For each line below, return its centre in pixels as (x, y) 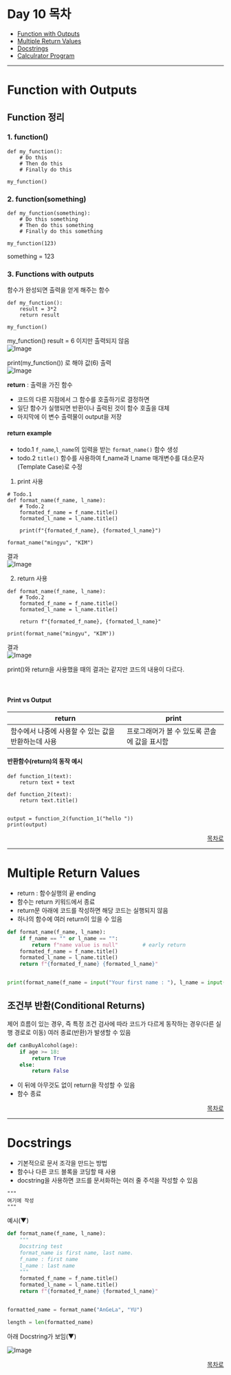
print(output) (27, 825)
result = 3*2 (38, 309)
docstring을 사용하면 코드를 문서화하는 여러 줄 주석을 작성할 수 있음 (107, 1180)
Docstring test (41, 1246)
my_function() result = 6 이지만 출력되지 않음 (68, 341)
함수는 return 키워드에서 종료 (56, 902)
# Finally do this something (61, 232)
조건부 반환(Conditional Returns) (76, 1006)
